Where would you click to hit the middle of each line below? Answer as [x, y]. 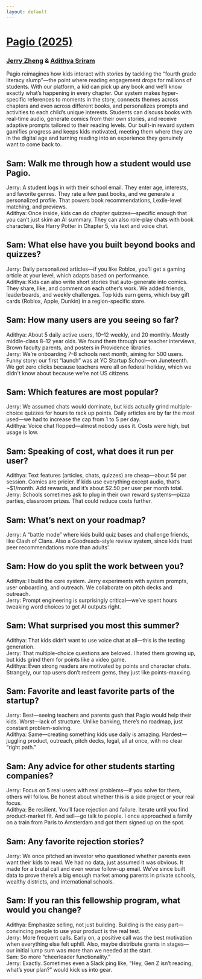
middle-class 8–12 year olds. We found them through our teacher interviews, [101, 341]
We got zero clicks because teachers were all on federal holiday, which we [99, 367]
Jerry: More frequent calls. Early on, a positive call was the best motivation [99, 937]
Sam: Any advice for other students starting [90, 766]
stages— [178, 944]
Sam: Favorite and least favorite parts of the [90, 691]
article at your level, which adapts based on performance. [78, 275]
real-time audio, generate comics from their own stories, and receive [91, 119]
